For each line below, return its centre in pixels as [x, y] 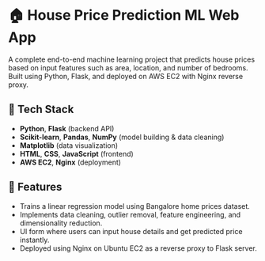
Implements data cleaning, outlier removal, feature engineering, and [130, 214]
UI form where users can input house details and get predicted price [131, 231]
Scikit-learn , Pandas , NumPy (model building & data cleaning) [122, 137]
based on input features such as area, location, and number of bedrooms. [128, 67]
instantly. [34, 240]
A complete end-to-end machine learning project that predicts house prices [132, 59]
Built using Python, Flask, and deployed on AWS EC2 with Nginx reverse [126, 76]
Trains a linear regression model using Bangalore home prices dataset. [135, 206]
